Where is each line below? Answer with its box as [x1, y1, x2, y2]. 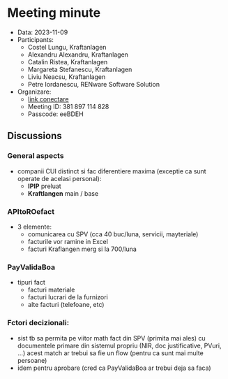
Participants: [17, 35, 54, 43]
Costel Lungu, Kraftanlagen [27, 43, 107, 51]
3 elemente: [17, 222, 52, 231]
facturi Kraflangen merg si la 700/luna [27, 245, 137, 253]
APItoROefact [7, 206, 54, 216]
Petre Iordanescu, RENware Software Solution [27, 80, 160, 88]
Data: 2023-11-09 [17, 28, 68, 36]
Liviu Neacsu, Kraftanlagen [27, 72, 106, 81]
